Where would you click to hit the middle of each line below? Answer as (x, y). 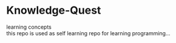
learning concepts (29, 27)
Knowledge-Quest (54, 10)
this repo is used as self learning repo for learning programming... (89, 33)
